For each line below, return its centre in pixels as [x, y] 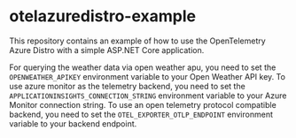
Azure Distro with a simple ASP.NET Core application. [107, 50]
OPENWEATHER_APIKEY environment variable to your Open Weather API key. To [148, 76]
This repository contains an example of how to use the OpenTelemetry [137, 41]
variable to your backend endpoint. [73, 123]
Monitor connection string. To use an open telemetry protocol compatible [143, 104]
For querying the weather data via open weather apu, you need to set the [143, 67]
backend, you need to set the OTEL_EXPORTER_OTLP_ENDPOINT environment [141, 114]
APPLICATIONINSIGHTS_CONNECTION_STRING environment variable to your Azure [148, 96]
